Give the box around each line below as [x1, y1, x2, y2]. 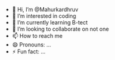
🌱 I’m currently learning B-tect [12, 19, 88, 26]
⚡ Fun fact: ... [12, 48, 46, 55]
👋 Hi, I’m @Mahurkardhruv [12, 6, 78, 13]
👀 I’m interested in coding [12, 12, 77, 20]
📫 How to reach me [12, 32, 63, 39]
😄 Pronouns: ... [12, 41, 52, 48]
